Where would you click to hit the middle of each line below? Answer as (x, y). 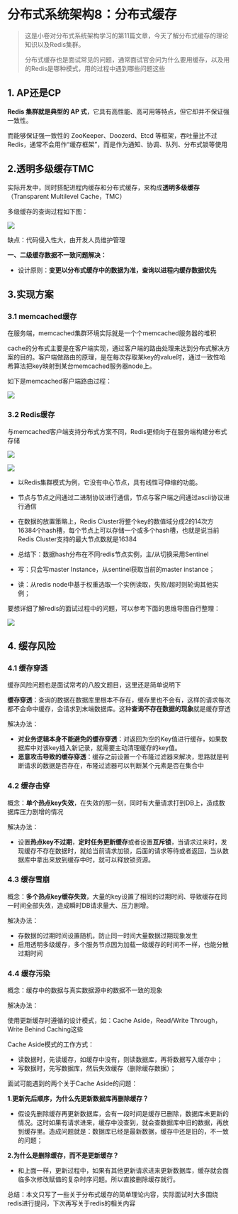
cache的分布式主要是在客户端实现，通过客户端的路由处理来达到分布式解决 (116, 348)
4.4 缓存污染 (29, 973)
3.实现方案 (31, 294)
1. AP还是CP (34, 93)
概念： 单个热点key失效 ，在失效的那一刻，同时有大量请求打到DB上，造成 (113, 803)
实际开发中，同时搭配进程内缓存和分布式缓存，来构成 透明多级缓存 (103, 187)
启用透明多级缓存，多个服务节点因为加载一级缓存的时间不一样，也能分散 (123, 944)
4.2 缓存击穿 (29, 786)
